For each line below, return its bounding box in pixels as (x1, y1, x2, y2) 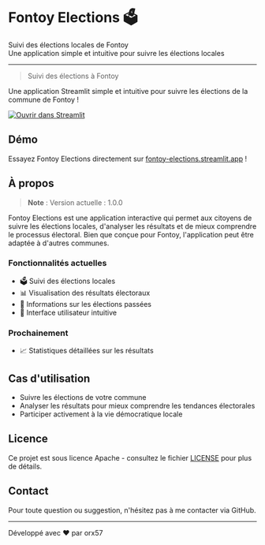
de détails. (8, 461, 43, 471)
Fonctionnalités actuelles (8, 258, 107, 269)
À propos (8, 177, 54, 190)
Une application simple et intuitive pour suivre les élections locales (8, 48, 225, 58)
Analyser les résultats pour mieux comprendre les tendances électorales (19, 401, 256, 410)
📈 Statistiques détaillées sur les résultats (19, 346, 154, 356)
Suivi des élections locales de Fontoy (8, 39, 129, 50)
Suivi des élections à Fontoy (27, 71, 119, 80)
